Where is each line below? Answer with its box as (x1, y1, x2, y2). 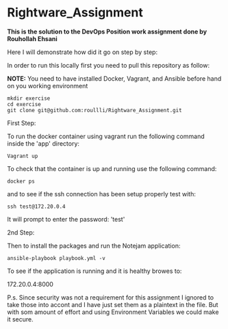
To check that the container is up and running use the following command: (7, 164, 217, 172)
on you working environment (7, 81, 88, 90)
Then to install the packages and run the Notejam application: (7, 241, 181, 250)
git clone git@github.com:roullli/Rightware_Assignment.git (7, 107, 183, 114)
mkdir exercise (7, 94, 51, 102)
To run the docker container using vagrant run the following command (7, 132, 205, 140)
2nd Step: (7, 228, 35, 237)
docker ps (7, 178, 36, 185)
